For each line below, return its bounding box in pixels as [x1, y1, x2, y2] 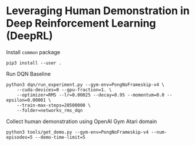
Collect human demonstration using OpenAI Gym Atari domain [6, 118, 157, 125]
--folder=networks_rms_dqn [16, 107, 83, 113]
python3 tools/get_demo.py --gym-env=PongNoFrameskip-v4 [6, 129, 149, 135]
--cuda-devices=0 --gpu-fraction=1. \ [16, 87, 112, 92]
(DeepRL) [6, 29, 53, 42]
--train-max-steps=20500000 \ [16, 102, 91, 108]
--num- [151, 129, 167, 135]
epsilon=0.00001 [6, 97, 46, 103]
